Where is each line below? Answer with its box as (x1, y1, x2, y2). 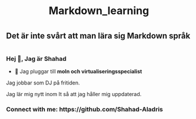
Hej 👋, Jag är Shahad (6, 55, 67, 63)
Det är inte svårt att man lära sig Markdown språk (6, 31, 191, 41)
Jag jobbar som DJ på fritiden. (6, 79, 81, 86)
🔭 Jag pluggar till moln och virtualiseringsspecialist (14, 67, 142, 74)
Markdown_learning (48, 4, 150, 18)
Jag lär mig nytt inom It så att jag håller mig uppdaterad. (6, 90, 142, 97)
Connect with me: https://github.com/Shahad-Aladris (6, 105, 163, 113)
